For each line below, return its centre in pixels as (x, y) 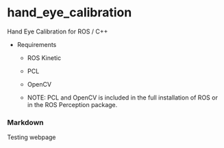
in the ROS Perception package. (72, 104)
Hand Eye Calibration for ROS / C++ (58, 31)
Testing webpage (32, 137)
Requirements (37, 44)
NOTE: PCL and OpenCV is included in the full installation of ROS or (122, 98)
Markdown (25, 122)
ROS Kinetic (44, 58)
